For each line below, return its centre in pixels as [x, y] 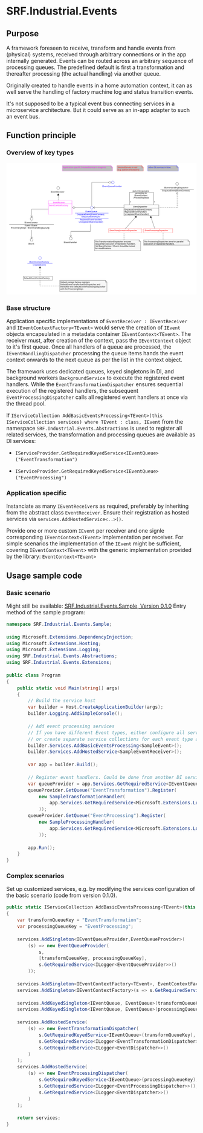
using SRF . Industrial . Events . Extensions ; [59, 663]
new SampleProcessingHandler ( [76, 822]
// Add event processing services [71, 726]
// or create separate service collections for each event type [111, 739]
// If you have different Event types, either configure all [107, 733]
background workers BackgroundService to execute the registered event [95, 378]
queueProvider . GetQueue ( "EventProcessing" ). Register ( [97, 816]
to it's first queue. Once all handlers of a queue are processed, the [89, 347]
